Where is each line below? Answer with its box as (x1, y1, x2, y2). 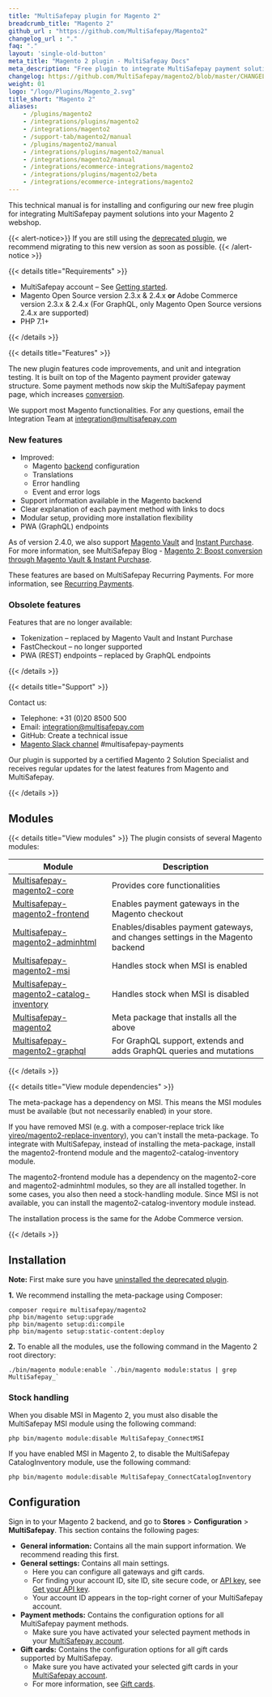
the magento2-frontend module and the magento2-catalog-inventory (8, 1148, 239, 1158)
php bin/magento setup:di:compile (8, 1320, 125, 1328)
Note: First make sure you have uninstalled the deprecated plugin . (8, 1275, 229, 1285)
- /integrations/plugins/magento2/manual (23, 148, 164, 156)
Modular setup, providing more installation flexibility (19, 513, 193, 523)
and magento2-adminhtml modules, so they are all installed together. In (8, 1181, 246, 1190)
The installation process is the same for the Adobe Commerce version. (8, 1214, 244, 1224)
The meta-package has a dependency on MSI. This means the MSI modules (8, 1098, 261, 1108)
